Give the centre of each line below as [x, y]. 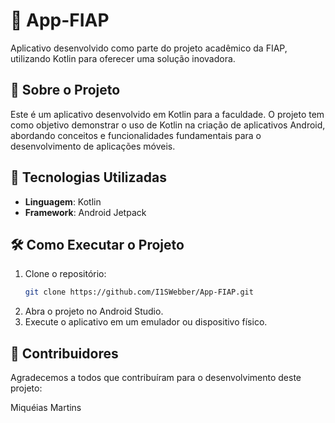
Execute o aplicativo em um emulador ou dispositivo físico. [146, 322]
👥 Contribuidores [64, 353]
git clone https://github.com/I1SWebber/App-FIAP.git [139, 292]
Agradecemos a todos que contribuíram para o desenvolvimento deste [156, 378]
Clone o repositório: [65, 274]
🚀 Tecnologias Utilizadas [88, 177]
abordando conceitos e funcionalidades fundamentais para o [136, 135]
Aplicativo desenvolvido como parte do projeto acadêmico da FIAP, [149, 48]
